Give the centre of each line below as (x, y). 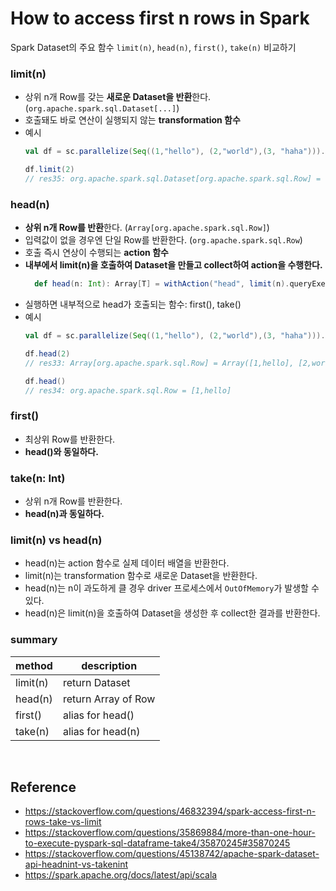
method (34, 665)
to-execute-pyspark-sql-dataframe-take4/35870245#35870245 (157, 843)
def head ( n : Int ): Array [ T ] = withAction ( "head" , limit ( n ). (162, 284)
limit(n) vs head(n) (56, 540)
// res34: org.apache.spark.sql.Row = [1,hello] (128, 390)
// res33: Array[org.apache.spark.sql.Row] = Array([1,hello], (159, 363)
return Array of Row (109, 699)
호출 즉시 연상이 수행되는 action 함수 (96, 253)
